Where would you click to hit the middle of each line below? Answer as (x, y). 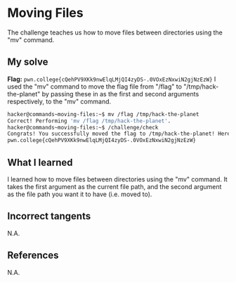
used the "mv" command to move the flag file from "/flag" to (95, 86)
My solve (28, 62)
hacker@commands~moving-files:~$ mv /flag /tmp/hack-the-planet (103, 114)
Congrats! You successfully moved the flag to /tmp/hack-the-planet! (111, 134)
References (33, 256)
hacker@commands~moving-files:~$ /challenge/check (83, 127)
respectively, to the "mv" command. (59, 101)
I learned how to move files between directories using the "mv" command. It (118, 179)
